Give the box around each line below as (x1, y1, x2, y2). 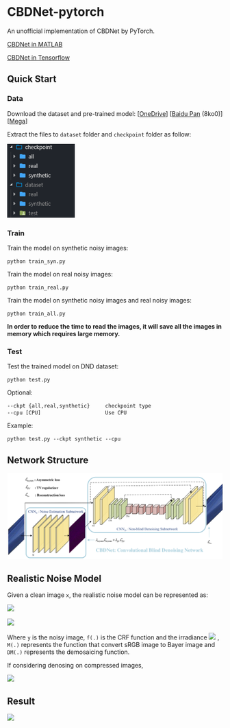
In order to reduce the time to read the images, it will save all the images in (7, 322, 222, 330)
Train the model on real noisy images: (7, 270, 113, 278)
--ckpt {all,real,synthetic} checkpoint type (7, 403, 152, 410)
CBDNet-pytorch (7, 4, 105, 20)
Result (7, 695, 36, 707)
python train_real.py (7, 284, 69, 291)
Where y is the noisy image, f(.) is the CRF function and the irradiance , (7, 633, 220, 642)
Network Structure (7, 454, 89, 466)
